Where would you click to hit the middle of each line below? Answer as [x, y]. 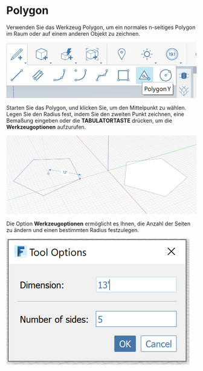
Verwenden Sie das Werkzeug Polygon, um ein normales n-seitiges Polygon [101, 27]
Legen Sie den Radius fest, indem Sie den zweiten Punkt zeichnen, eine [95, 114]
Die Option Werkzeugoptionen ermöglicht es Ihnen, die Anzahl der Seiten [98, 224]
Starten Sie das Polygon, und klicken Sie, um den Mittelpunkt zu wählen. [96, 108]
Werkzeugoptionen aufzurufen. [46, 127]
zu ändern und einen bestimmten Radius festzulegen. [73, 230]
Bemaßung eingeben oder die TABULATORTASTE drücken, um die [89, 120]
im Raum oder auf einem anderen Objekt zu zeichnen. [73, 33]
